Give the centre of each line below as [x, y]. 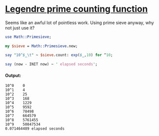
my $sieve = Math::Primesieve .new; [41, 46]
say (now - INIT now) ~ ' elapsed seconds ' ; [51, 64]
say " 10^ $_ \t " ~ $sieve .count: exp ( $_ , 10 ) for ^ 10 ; [59, 55]
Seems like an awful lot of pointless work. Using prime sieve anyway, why [79, 23]
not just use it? [20, 27]
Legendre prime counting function [77, 9]
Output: [13, 75]
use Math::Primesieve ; [28, 37]
